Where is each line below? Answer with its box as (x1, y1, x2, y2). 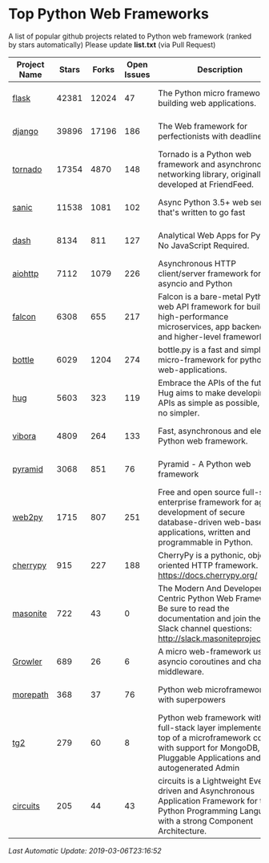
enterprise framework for (157, 496, 253, 508)
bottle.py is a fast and (157, 344, 239, 355)
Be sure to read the (157, 602, 230, 614)
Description (197, 63, 243, 75)
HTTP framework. (191, 559, 259, 570)
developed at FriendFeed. (157, 178, 255, 189)
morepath (12, 689, 50, 700)
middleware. (157, 666, 204, 677)
